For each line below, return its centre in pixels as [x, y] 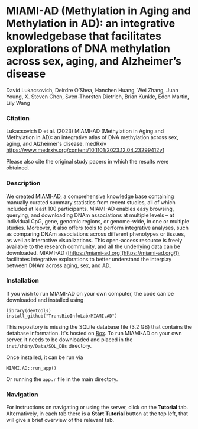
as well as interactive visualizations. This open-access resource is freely [94, 240]
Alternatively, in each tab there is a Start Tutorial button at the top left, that [97, 414]
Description [23, 183]
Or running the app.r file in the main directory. [62, 379]
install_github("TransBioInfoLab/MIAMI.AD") [62, 316]
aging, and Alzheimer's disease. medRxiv [56, 144]
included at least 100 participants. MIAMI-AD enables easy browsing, [90, 209]
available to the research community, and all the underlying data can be [93, 246]
